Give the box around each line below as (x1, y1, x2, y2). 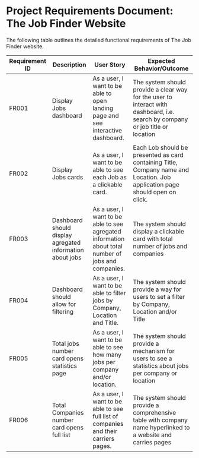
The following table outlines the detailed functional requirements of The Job (6, 36, 191, 43)
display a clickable (133, 227, 185, 235)
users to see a (133, 354, 172, 362)
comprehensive (133, 408, 176, 416)
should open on (133, 188, 176, 196)
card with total (133, 235, 173, 243)
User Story (94, 61, 126, 69)
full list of (92, 412, 118, 420)
